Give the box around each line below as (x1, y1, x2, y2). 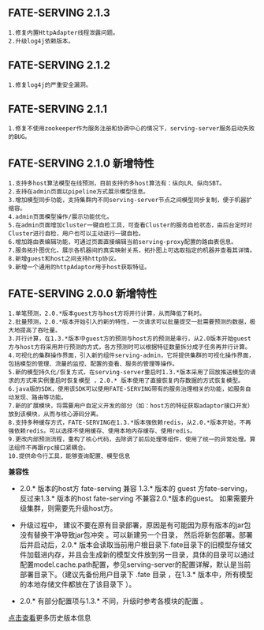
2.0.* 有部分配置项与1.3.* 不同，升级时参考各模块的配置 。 (19, 596, 208, 606)
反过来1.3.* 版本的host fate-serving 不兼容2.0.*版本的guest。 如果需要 (19, 493, 247, 504)
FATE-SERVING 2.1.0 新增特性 (8, 156, 154, 170)
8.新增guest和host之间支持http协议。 (8, 255, 121, 263)
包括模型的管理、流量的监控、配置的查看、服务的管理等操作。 (8, 360, 179, 368)
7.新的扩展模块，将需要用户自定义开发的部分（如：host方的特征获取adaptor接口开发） (8, 402, 254, 410)
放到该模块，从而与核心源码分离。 (8, 411, 102, 418)
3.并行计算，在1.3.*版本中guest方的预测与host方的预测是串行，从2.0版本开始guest (8, 335, 251, 343)
